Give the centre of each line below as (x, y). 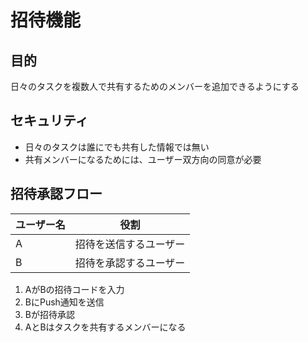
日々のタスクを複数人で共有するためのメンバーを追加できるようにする (155, 86)
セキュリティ (49, 121)
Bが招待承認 (49, 314)
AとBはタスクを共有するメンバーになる (105, 327)
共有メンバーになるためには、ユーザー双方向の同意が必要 (143, 159)
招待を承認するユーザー (130, 263)
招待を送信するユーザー (130, 244)
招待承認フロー (56, 194)
